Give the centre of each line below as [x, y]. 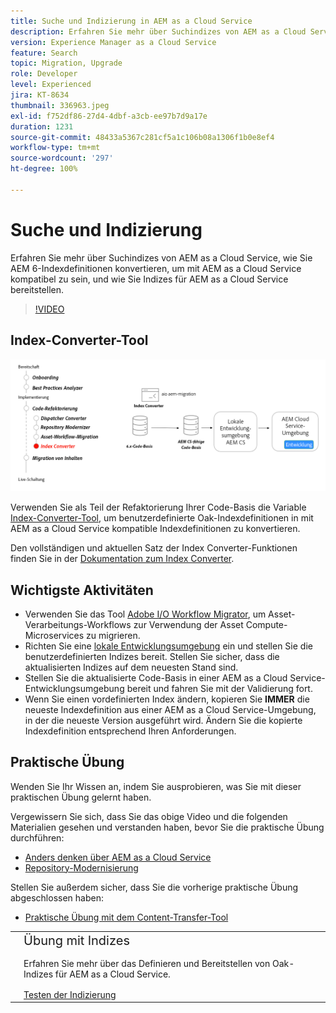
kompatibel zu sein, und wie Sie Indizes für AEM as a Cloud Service [149, 279]
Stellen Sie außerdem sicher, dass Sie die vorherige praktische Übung [154, 887]
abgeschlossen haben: [57, 897]
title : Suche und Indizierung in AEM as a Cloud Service [131, 21]
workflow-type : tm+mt [55, 148]
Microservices [54, 635]
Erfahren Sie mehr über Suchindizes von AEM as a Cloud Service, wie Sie [161, 257]
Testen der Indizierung [70, 994]
